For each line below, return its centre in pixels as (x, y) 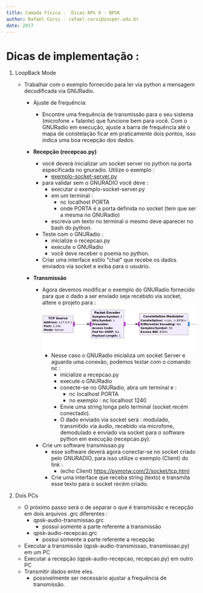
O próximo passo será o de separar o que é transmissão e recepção (109, 507)
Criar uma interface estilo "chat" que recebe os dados (109, 260)
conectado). (75, 413)
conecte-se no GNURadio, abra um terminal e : (118, 387)
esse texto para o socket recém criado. (100, 484)
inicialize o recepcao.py (81, 241)
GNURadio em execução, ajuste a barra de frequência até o (116, 128)
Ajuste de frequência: (60, 103)
